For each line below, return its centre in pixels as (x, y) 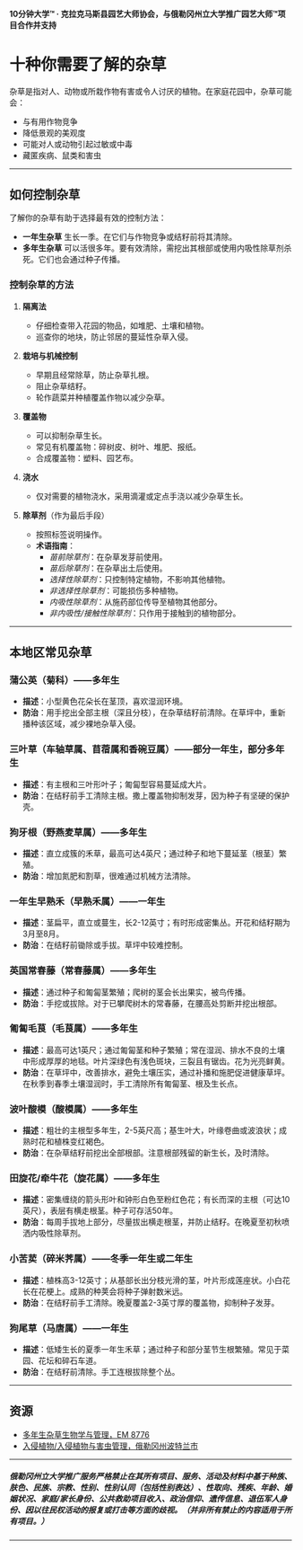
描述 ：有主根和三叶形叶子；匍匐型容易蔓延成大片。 (117, 784)
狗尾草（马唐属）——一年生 (69, 1328)
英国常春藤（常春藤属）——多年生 (83, 970)
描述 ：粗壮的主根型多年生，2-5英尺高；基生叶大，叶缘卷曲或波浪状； (151, 1130)
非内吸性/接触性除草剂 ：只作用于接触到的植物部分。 (145, 613)
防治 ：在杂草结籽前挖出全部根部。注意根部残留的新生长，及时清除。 (148, 1153)
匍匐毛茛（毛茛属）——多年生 (74, 1029)
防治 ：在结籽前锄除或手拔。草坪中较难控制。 (105, 945)
